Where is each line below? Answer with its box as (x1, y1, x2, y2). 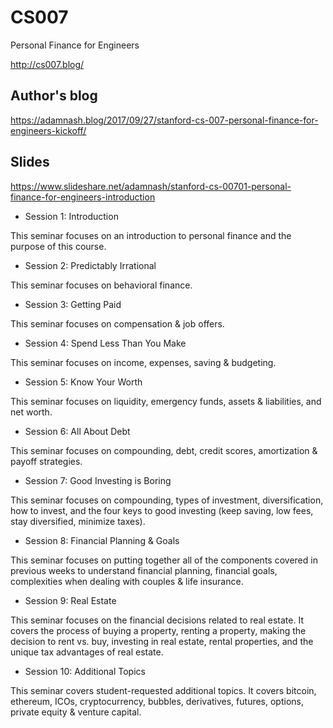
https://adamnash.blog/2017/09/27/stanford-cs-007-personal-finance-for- (10, 114, 319, 126)
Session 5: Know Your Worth (24, 376, 143, 388)
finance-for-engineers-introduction (10, 191, 156, 203)
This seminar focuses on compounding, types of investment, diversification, (10, 494, 324, 506)
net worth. (10, 406, 53, 418)
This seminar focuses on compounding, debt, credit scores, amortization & (10, 444, 318, 456)
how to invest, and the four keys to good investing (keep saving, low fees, (10, 504, 314, 516)
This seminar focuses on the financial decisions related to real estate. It (10, 614, 304, 626)
